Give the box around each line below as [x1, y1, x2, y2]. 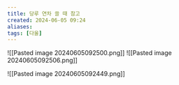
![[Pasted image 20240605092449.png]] [7, 70, 126, 78]
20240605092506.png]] [7, 56, 78, 65]
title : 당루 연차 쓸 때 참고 [7, 10, 80, 17]
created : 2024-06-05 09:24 [7, 17, 86, 24]
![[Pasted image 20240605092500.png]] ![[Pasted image [7, 49, 173, 57]
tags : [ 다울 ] [7, 29, 43, 37]
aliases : [7, 23, 33, 30]
